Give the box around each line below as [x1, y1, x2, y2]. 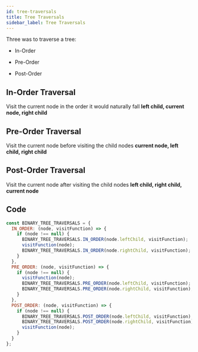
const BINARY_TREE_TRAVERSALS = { [6, 220, 91, 226]
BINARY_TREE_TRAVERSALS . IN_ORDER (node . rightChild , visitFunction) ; [21, 247, 192, 253]
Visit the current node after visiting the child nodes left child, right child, [6, 181, 182, 188]
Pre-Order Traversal [6, 126, 81, 136]
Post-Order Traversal [6, 165, 85, 175]
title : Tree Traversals [6, 14, 65, 20]
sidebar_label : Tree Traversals [6, 19, 85, 25]
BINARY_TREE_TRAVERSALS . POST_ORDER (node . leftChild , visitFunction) [21, 314, 192, 320]
